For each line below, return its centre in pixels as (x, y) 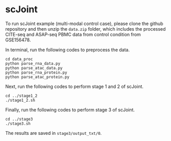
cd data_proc (19, 59)
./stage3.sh (18, 124)
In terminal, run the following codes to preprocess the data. (68, 50)
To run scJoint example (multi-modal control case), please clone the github (84, 24)
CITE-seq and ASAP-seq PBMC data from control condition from (73, 34)
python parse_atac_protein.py (38, 77)
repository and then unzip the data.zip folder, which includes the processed (86, 29)
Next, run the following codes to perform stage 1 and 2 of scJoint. (75, 86)
